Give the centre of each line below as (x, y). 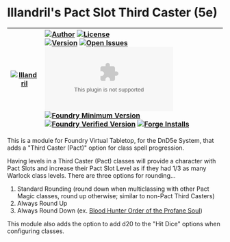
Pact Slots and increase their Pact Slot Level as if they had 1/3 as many (107, 168)
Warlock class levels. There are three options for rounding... (91, 175)
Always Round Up (42, 203)
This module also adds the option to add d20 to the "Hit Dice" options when (114, 224)
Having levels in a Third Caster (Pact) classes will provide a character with (112, 161)
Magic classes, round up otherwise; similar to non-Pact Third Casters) (116, 196)
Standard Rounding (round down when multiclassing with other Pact (113, 189)
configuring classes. (36, 231)
